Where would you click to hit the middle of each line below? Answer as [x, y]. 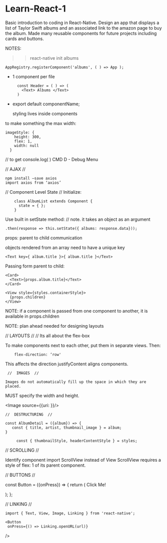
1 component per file [33, 76]
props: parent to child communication [44, 238]
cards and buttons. [24, 39]
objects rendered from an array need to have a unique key [65, 247]
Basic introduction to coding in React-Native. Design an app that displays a [82, 23]
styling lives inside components [45, 113]
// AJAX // [15, 169]
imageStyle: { [20, 132]
